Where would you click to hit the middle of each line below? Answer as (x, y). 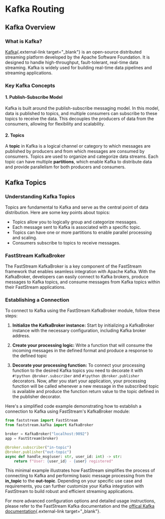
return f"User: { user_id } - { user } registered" (64, 461)
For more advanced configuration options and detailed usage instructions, (80, 501)
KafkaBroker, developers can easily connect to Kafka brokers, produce (77, 277)
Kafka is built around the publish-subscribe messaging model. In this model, (82, 108)
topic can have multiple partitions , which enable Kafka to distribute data (79, 162)
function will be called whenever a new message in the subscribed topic (85, 386)
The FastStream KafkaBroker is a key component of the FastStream (73, 266)
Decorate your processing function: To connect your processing (79, 366)
